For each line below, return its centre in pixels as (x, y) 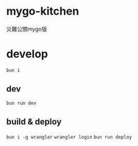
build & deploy (34, 122)
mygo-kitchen (43, 11)
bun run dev (21, 103)
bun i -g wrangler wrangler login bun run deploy (69, 137)
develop (27, 54)
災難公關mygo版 (27, 29)
